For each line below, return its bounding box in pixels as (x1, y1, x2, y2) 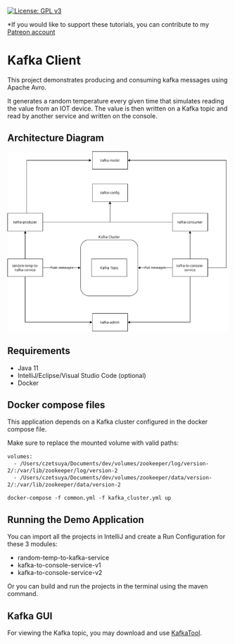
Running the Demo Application (7, 514, 144, 526)
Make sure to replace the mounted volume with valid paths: (7, 438, 179, 447)
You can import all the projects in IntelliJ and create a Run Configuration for (7, 532, 226, 541)
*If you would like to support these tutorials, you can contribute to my (7, 20, 210, 28)
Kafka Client (7, 53, 81, 68)
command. (7, 590, 39, 598)
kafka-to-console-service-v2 (17, 569, 103, 577)
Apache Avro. (7, 83, 47, 91)
